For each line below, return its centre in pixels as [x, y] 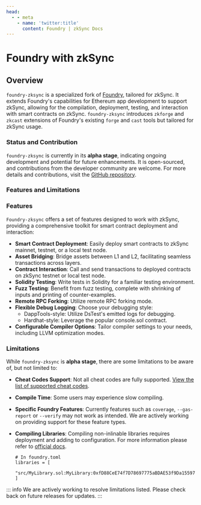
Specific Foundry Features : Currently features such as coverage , [95, 410]
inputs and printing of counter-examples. [65, 294]
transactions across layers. [48, 262]
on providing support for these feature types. [71, 422]
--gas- [185, 410]
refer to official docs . [41, 446]
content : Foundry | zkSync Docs [62, 29]
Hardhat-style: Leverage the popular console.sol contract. [95, 320]
